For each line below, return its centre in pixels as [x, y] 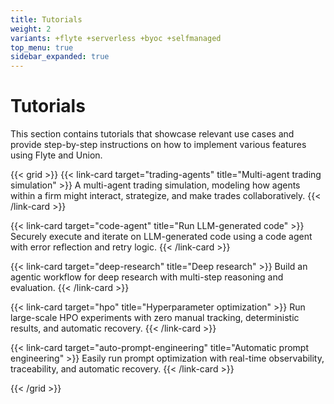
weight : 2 [31, 29]
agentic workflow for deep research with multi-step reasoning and [147, 277]
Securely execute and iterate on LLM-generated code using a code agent [161, 237]
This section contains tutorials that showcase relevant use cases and [152, 134]
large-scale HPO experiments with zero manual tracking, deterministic [155, 318]
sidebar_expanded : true [60, 57]
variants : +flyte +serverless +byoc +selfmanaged [116, 38]
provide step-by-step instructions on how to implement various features [158, 145]
